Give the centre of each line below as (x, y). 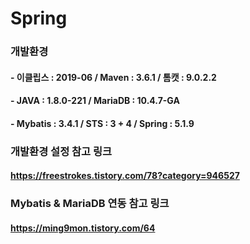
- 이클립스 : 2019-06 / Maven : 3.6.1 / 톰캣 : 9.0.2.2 (113, 77)
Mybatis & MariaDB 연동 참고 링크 (90, 204)
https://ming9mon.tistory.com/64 (83, 228)
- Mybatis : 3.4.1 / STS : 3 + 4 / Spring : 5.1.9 (102, 123)
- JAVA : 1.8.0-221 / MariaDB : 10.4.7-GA (95, 101)
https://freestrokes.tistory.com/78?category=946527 (125, 176)
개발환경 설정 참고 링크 (61, 151)
